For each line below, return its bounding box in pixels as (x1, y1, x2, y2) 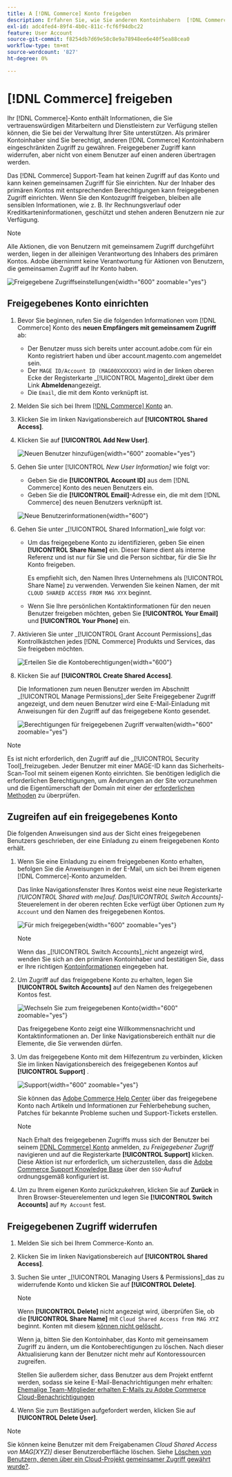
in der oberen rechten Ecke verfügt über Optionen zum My (60, 900, 224, 909)
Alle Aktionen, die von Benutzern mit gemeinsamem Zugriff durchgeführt (7, 242, 214, 250)
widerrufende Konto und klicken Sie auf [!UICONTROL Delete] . (17, 1281, 197, 1289)
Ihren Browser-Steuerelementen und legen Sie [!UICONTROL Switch (17, 1193, 213, 1202)
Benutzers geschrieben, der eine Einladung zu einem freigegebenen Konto (7, 837, 220, 845)
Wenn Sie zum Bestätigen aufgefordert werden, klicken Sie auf (17, 1406, 196, 1415)
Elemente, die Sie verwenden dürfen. (17, 1039, 123, 1048)
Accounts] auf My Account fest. (17, 1200, 106, 1209)
